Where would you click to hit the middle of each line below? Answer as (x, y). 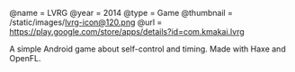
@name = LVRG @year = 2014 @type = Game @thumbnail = (121, 13)
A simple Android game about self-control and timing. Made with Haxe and (147, 49)
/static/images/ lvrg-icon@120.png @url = (86, 22)
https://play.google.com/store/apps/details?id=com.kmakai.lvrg (127, 32)
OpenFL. (25, 58)
